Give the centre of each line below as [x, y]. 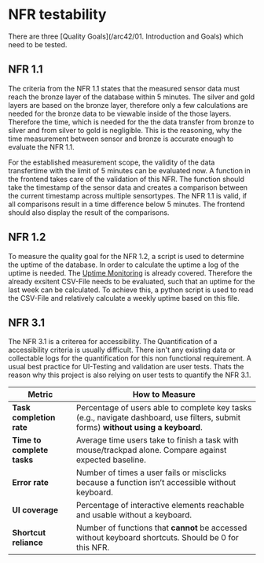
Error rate [30, 483]
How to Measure [164, 394]
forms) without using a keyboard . [139, 428]
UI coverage [35, 510]
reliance [27, 543]
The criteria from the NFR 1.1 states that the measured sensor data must [124, 88]
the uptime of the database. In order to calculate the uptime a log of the [124, 265]
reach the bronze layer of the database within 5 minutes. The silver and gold [132, 97]
